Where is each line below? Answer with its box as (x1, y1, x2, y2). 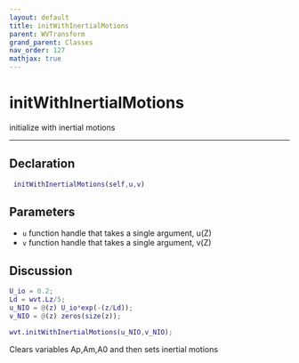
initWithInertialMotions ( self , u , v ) (12, 180, 145, 189)
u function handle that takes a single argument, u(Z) (21, 228, 212, 238)
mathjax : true (9, 54, 62, 63)
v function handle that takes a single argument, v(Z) (21, 238, 212, 248)
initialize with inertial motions (9, 122, 116, 133)
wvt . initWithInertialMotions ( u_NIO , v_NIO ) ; (9, 327, 174, 336)
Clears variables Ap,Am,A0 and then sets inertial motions (9, 343, 219, 354)
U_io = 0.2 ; (9, 286, 53, 296)
